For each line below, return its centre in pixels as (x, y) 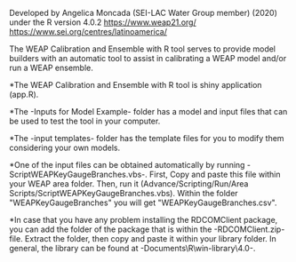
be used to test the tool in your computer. (85, 121)
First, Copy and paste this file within (216, 174)
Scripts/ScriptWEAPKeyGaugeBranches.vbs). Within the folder (124, 193)
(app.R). (24, 94)
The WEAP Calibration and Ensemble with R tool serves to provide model (143, 49)
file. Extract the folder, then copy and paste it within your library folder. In (143, 238)
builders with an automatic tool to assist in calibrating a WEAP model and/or (148, 58)
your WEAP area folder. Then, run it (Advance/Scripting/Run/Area (129, 184)
